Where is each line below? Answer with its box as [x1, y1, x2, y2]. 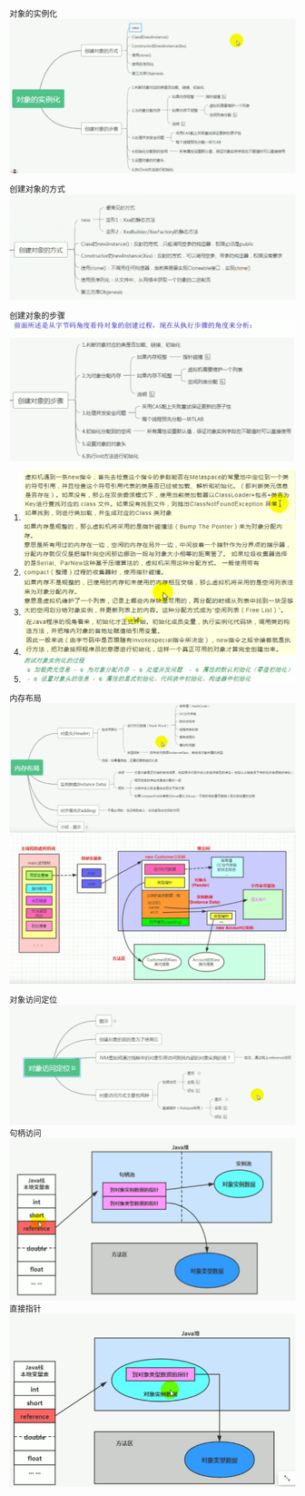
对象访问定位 [9, 994, 57, 1005]
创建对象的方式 [9, 183, 65, 193]
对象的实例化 [9, 8, 57, 18]
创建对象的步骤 [9, 310, 65, 321]
